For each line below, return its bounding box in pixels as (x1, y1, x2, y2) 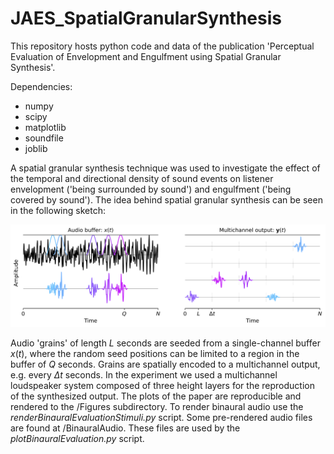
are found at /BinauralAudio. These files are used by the (10, 422, 241, 434)
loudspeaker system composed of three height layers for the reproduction (10, 379, 315, 391)
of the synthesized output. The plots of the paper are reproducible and (10, 390, 302, 402)
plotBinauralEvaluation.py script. (10, 432, 145, 444)
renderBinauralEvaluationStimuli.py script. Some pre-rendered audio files (10, 411, 313, 423)
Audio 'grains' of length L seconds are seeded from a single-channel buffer (10, 337, 321, 349)
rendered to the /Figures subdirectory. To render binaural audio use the (10, 400, 304, 412)
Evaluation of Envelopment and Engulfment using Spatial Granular (10, 50, 282, 62)
